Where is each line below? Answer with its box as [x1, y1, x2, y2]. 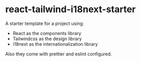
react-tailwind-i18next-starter [5, 4, 136, 15]
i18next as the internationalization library [12, 41, 98, 47]
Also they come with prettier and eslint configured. [5, 51, 112, 57]
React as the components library [12, 30, 82, 36]
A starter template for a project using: [5, 20, 84, 26]
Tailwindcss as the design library [12, 36, 82, 42]
